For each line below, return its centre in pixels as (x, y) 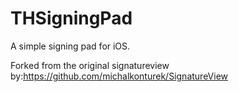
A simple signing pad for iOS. (70, 46)
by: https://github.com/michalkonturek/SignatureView (119, 76)
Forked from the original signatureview (90, 65)
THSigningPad (71, 18)
